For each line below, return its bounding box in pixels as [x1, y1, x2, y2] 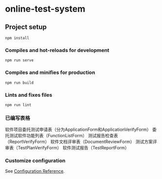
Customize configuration [5, 157, 66, 164]
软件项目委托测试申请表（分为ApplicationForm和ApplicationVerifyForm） [5, 126, 151, 132]
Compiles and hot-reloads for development [5, 47, 110, 54]
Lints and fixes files [5, 91, 53, 98]
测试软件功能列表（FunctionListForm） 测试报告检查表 [9, 133, 119, 139]
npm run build [5, 80, 34, 85]
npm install [5, 36, 29, 40]
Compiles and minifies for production [5, 69, 95, 76]
